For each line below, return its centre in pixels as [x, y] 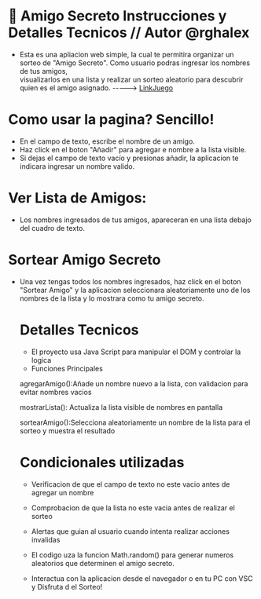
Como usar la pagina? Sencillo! [111, 120]
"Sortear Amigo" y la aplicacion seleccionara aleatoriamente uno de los [135, 290]
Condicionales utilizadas [102, 462]
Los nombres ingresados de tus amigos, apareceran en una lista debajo [135, 220]
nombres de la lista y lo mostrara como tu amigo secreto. [112, 298]
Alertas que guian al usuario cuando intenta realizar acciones [130, 531]
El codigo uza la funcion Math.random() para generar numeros [132, 555]
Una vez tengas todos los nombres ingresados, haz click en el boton [130, 281]
